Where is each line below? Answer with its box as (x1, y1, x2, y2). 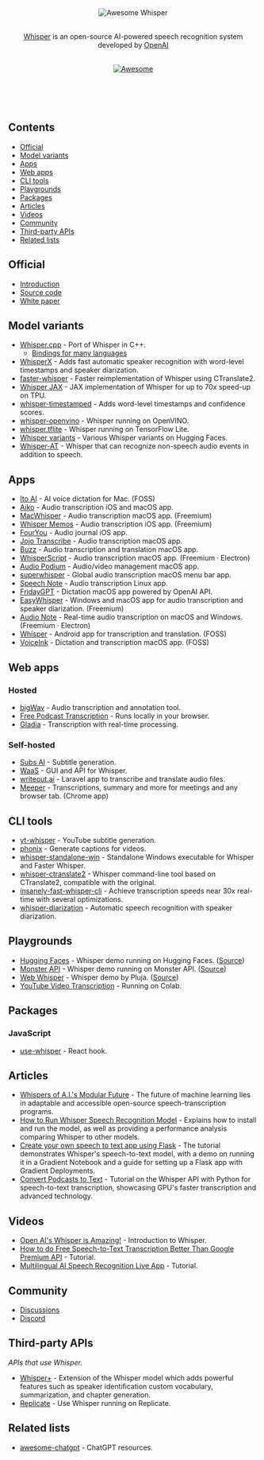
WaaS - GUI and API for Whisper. (19, 766, 128, 775)
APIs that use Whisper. (8, 1357, 83, 1367)
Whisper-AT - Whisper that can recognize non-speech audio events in (19, 441, 250, 451)
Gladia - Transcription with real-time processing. (19, 719, 178, 729)
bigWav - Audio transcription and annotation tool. (19, 702, 182, 712)
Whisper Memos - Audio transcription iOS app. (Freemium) (19, 519, 212, 529)
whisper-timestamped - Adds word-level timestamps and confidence (19, 399, 246, 409)
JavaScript (8, 1028, 52, 1039)
